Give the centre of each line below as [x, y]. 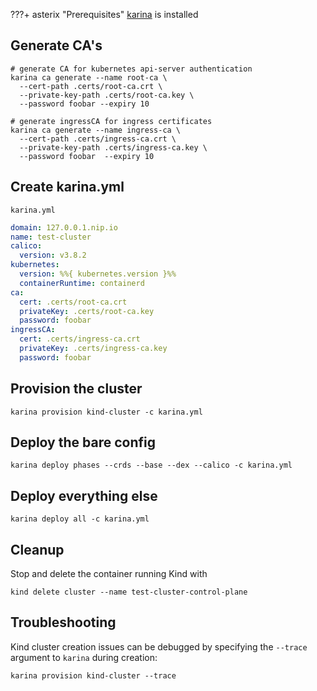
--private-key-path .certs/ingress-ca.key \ [113, 147]
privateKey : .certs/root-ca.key [87, 311]
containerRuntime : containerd [82, 283]
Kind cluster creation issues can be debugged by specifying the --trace [159, 646]
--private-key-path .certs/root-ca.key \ [107, 95]
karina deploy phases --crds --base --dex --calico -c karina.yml [151, 465]
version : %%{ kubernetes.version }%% [98, 274]
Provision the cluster [76, 389]
